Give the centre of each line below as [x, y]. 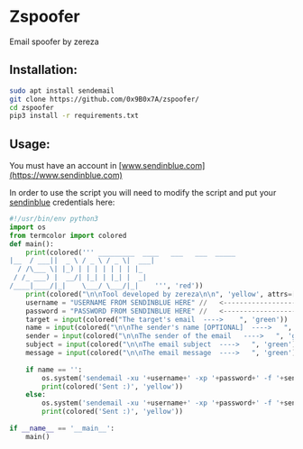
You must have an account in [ [66, 166]
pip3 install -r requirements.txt [74, 116]
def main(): [32, 244]
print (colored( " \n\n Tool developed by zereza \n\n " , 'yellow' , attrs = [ [161, 294]
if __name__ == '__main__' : [62, 428]
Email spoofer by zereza [54, 41]
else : [36, 395]
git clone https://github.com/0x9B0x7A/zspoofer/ [105, 99]
